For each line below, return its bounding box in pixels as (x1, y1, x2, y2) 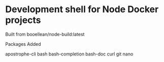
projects (5, 14, 42, 26)
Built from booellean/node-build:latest (5, 31, 85, 37)
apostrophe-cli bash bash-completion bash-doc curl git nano (5, 51, 134, 57)
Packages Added (5, 41, 41, 47)
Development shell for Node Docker (5, 4, 159, 15)
